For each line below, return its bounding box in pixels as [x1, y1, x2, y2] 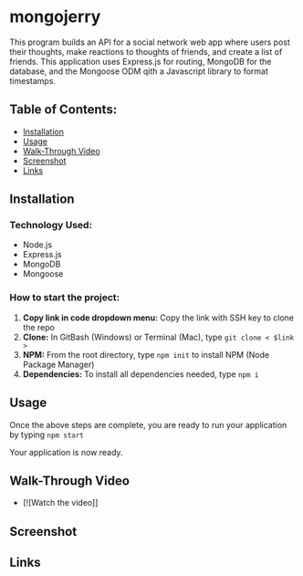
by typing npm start [9, 429, 85, 440]
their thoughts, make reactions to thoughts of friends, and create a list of [9, 46, 283, 57]
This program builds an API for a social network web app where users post [9, 37, 290, 47]
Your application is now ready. [9, 446, 123, 457]
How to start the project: [9, 291, 120, 304]
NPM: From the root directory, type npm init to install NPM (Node [22, 349, 270, 360]
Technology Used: [9, 219, 93, 232]
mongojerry [9, 6, 101, 27]
